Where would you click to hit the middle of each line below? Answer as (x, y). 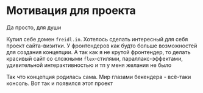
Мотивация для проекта (71, 11)
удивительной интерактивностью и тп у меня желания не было (89, 65)
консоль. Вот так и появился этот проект (60, 83)
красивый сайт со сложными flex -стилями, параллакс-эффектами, (94, 58)
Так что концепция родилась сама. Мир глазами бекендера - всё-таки (99, 77)
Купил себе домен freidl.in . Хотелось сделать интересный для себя (97, 39)
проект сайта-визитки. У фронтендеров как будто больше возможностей (102, 46)
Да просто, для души (34, 27)
